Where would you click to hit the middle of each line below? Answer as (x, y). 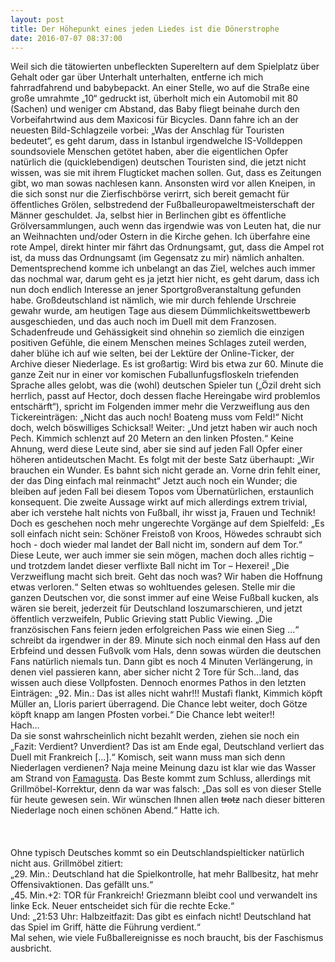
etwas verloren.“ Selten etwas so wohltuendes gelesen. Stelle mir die (153, 587)
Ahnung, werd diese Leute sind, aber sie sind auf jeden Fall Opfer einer (156, 449)
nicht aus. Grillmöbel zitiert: (67, 863)
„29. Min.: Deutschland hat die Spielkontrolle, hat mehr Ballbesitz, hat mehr (164, 874)
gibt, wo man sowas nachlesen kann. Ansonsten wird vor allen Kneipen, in (163, 183)
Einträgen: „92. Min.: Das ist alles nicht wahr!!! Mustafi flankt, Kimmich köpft (166, 693)
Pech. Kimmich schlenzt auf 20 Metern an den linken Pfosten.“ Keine (152, 438)
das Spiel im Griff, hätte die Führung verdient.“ (106, 927)
